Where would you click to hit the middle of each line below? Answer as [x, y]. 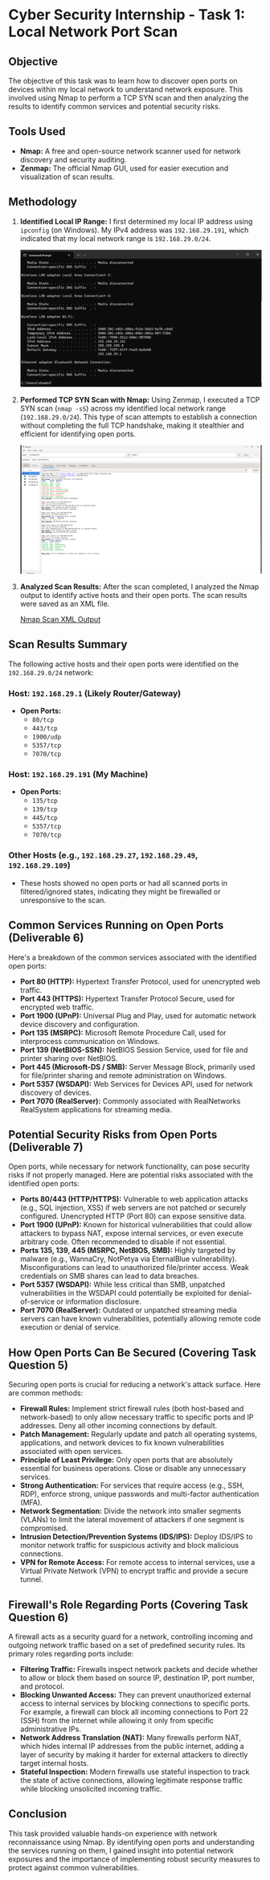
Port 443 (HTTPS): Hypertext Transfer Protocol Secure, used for [127, 998]
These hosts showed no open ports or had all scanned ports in [123, 883]
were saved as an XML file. [65, 604]
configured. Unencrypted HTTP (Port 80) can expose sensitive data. [133, 1216]
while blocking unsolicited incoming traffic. [91, 1789]
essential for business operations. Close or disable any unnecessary [133, 1468]
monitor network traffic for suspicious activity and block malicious [129, 1546]
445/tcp [45, 818]
